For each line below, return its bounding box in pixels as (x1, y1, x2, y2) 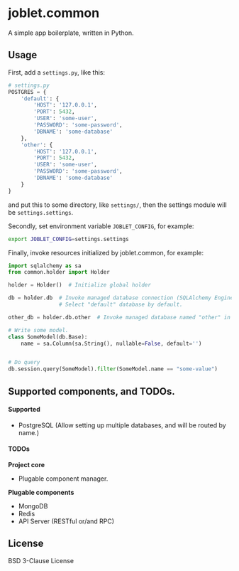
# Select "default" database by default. (58, 301, 183, 308)
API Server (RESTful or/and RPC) (18, 517, 115, 525)
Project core (8, 460, 45, 469)
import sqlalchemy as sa (8, 262, 82, 270)
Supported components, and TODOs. (8, 385, 176, 397)
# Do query (8, 359, 40, 366)
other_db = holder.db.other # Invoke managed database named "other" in (8, 314, 231, 321)
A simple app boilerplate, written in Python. (8, 28, 134, 37)
